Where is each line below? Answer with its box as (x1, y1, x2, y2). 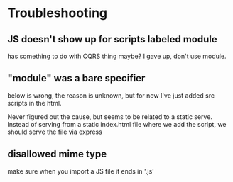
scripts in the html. (7, 98, 62, 107)
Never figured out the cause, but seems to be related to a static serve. (7, 112, 213, 121)
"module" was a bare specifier (7, 72, 146, 84)
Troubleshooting (7, 5, 108, 21)
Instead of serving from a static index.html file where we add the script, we (7, 120, 227, 128)
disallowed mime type (7, 148, 107, 160)
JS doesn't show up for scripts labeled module (7, 33, 218, 45)
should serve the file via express (7, 127, 103, 136)
